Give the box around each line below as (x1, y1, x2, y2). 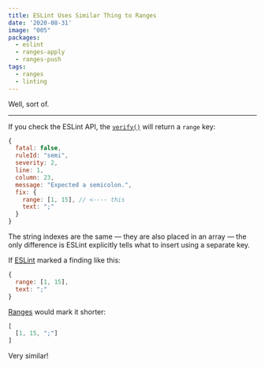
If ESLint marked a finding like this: (8, 255, 121, 265)
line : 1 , (15, 166, 44, 174)
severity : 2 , (15, 159, 58, 167)
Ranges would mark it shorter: (8, 307, 106, 316)
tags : (8, 63, 26, 71)
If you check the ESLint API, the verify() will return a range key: (8, 121, 216, 131)
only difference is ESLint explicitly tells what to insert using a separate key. (8, 240, 251, 249)
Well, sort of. (8, 99, 50, 109)
